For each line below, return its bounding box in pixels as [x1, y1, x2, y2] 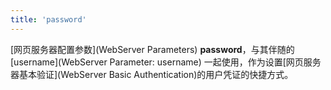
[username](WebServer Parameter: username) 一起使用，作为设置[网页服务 [10, 56, 322, 68]
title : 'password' [10, 14, 87, 25]
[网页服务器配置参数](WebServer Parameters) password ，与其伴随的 [10, 43, 295, 55]
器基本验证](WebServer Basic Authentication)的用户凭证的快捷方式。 [10, 68, 294, 80]
